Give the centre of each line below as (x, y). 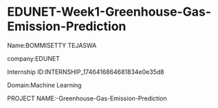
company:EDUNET (34, 58)
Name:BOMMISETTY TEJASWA (52, 45)
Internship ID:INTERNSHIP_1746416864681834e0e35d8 (86, 72)
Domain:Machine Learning (44, 85)
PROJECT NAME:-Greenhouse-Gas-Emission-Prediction (87, 98)
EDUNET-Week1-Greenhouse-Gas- (109, 12)
